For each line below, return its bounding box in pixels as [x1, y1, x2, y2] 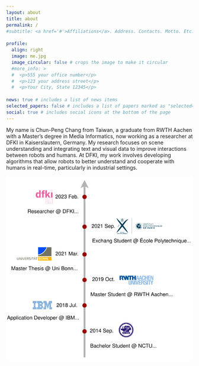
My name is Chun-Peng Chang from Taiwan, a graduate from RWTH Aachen [6, 126, 192, 133]
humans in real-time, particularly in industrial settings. [6, 164, 138, 171]
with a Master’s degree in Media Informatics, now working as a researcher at [6, 132, 193, 140]
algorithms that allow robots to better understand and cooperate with [6, 157, 175, 165]
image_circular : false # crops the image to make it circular [11, 59, 168, 65]
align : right [11, 47, 44, 53]
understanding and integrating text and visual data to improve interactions [6, 145, 187, 152]
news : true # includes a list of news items [6, 97, 118, 103]
